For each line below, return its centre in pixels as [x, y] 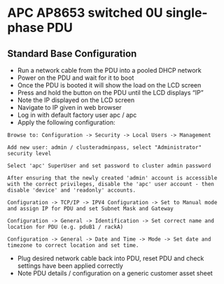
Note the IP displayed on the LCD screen [76, 100]
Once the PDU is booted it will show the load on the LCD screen [109, 85]
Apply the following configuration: [66, 122]
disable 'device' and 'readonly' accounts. [72, 190]
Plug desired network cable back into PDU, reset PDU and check [111, 258]
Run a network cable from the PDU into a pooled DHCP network [109, 70]
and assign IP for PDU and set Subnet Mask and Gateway [90, 208]
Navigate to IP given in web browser [70, 107]
